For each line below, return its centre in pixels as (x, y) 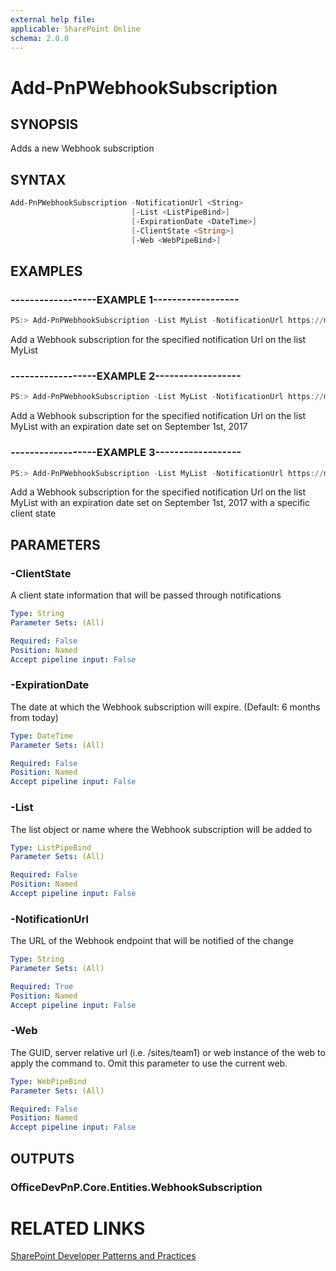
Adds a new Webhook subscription (82, 148)
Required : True (42, 986)
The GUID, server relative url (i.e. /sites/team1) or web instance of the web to (168, 1052)
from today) (34, 717)
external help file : (53, 19)
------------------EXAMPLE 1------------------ (125, 299)
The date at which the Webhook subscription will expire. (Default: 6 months (165, 707)
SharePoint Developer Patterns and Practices (103, 1256)
